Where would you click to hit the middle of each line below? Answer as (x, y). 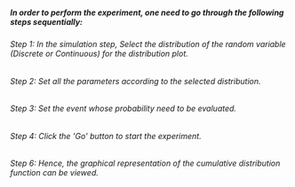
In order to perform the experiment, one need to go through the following (147, 12)
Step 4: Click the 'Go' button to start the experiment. (106, 136)
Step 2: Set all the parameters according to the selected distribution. (136, 81)
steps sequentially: (47, 21)
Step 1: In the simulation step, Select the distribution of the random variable (148, 43)
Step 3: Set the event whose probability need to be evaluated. (124, 109)
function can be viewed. (54, 173)
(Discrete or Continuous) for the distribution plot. (100, 53)
